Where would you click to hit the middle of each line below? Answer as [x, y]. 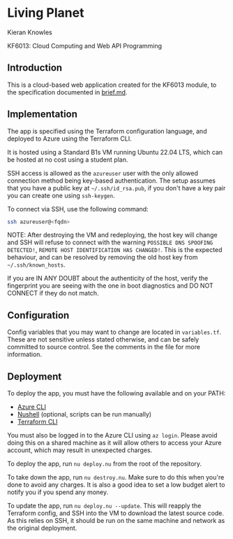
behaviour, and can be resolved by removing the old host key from [103, 258]
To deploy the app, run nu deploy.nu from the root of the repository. [105, 464]
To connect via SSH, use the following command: [78, 209]
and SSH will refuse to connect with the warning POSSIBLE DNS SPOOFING [110, 242]
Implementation [43, 114]
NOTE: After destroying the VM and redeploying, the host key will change [112, 235]
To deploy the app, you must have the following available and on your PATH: [116, 393]
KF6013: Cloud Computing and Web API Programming [85, 45]
